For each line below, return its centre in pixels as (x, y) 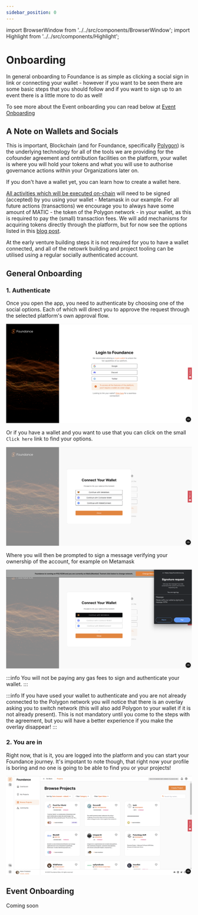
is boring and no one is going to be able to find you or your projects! (89, 768)
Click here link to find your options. (49, 439)
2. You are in (24, 742)
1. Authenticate (28, 290)
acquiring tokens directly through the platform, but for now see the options (97, 225)
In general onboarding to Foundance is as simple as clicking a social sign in (98, 76)
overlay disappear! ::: (32, 727)
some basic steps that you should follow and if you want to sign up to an (94, 89)
